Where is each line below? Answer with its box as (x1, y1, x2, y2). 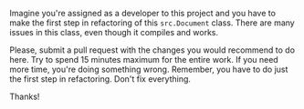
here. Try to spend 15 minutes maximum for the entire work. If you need (9, 54, 278, 64)
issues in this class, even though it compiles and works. (9, 27, 219, 37)
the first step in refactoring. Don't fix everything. (9, 74, 192, 84)
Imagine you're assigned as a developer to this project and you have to (9, 8, 277, 18)
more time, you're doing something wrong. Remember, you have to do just (9, 64, 288, 74)
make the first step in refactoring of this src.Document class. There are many (9, 17, 295, 28)
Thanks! (9, 91, 40, 102)
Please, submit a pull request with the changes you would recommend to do (9, 45, 295, 55)
